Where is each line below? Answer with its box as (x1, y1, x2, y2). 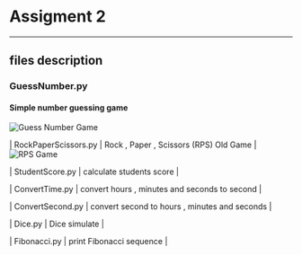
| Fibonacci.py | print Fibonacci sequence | (9, 236, 168, 247)
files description (9, 53, 103, 68)
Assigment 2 (9, 6, 106, 27)
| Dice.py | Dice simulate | (9, 218, 105, 230)
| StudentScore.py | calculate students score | (9, 166, 180, 177)
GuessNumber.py (9, 80, 88, 92)
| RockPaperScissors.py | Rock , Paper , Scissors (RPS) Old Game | (9, 139, 257, 150)
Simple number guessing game (9, 101, 129, 113)
